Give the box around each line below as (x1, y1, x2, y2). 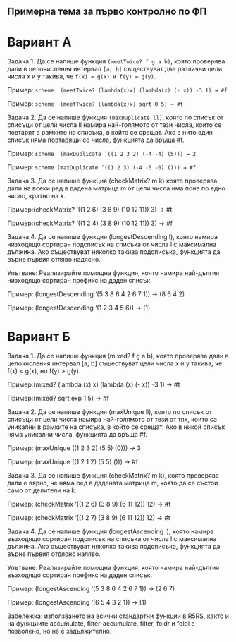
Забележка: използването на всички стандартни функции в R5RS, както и (7, 612, 230, 620)
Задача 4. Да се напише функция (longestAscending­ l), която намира (7, 527, 214, 535)
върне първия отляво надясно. (7, 255, 101, 264)
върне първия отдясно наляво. (7, 550, 101, 558)
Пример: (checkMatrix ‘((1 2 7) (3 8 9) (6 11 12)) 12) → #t (7, 514, 170, 522)
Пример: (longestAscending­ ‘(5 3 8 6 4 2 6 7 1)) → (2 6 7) (7, 585, 175, 593)
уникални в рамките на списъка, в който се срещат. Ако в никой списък (7, 423, 225, 431)
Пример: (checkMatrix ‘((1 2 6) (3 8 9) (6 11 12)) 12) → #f (7, 500, 171, 509)
